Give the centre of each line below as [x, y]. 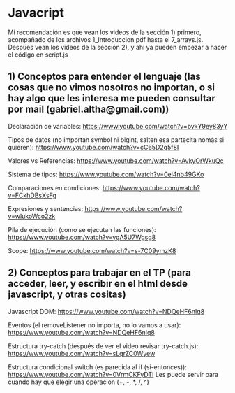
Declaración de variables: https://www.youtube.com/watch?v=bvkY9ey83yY [118, 126]
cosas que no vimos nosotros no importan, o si [112, 88]
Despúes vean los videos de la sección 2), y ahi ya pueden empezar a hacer [117, 47]
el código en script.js [38, 55]
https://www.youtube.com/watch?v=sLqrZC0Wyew [82, 353]
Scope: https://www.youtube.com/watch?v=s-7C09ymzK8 [92, 250]
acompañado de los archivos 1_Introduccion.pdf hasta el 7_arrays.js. [106, 39]
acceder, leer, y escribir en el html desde [98, 284]
